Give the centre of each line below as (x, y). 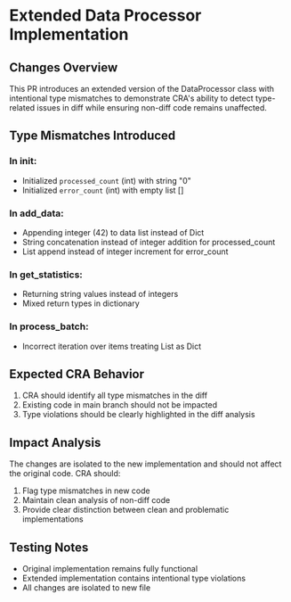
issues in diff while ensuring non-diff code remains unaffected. (152, 107)
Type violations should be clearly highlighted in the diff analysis (138, 415)
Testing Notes (49, 547)
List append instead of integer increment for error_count (125, 252)
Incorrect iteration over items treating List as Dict (112, 346)
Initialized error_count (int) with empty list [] (103, 190)
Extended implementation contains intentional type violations (134, 578)
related (22, 107)
